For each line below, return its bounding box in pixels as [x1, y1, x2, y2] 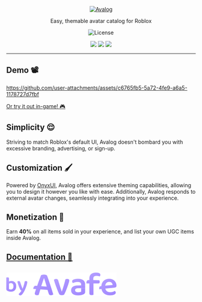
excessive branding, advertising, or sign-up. [6, 144, 115, 152]
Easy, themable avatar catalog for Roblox [50, 17, 152, 24]
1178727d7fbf [6, 90, 39, 97]
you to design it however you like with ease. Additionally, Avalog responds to [6, 188, 196, 196]
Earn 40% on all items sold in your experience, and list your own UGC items [6, 228, 194, 235]
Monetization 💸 [6, 212, 64, 222]
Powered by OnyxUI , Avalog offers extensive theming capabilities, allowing [6, 182, 191, 189]
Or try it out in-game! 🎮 [6, 102, 66, 109]
